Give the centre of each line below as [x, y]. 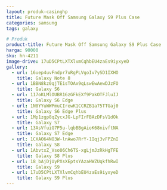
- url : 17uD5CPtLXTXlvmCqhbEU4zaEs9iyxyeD [65, 173]
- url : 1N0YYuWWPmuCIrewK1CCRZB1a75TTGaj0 [65, 106]
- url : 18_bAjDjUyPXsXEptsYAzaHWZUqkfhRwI [65, 161]
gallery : [17, 67]
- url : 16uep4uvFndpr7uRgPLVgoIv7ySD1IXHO [65, 72]
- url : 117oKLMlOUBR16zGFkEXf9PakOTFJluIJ [65, 95]
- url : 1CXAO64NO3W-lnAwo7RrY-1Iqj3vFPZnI [65, 139]
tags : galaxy [22, 28]
